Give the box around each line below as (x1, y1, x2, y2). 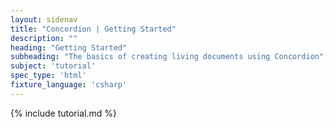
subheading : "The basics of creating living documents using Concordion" (10, 52, 325, 62)
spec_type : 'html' (10, 71, 87, 81)
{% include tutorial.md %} (10, 107, 117, 119)
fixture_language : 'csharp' (10, 80, 128, 90)
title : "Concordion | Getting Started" (10, 24, 177, 34)
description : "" (10, 33, 78, 43)
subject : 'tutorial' (10, 61, 97, 71)
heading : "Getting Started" (10, 42, 128, 53)
